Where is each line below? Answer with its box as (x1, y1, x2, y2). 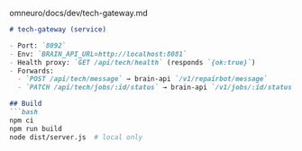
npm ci (9, 116, 34, 125)
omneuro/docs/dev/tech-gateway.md (9, 8, 149, 18)
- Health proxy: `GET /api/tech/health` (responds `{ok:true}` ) (9, 58, 256, 67)
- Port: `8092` (9, 40, 67, 50)
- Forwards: (9, 67, 54, 75)
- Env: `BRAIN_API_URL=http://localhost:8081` (9, 49, 188, 58)
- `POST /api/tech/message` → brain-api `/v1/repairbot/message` (17, 75, 269, 84)
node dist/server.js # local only (9, 132, 143, 142)
